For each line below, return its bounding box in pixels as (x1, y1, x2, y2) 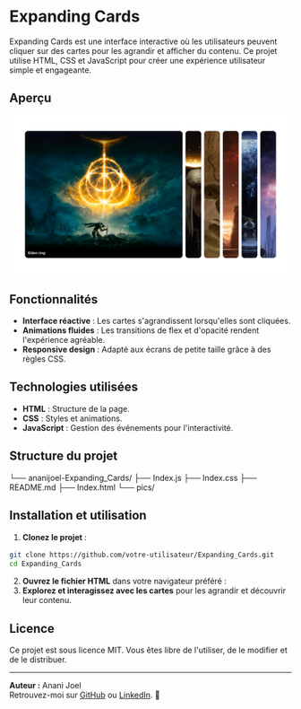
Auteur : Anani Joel (9, 680, 82, 691)
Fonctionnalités (9, 292, 99, 307)
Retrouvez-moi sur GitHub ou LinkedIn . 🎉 (9, 689, 160, 701)
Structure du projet (9, 449, 118, 464)
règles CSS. (21, 354, 66, 364)
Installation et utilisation (9, 508, 147, 523)
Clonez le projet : (21, 531, 88, 542)
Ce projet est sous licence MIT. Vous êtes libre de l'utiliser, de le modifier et (9, 644, 288, 656)
